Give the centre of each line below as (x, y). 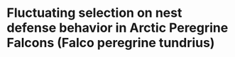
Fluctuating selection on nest (94, 13)
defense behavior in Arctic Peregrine (117, 28)
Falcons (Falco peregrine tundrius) (111, 43)
